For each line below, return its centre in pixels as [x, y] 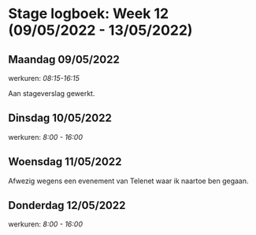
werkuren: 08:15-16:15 [44, 78]
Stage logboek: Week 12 [89, 14]
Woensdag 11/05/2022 [65, 162]
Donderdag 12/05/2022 [67, 206]
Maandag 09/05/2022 [64, 59]
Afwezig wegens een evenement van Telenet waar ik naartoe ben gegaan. [128, 181]
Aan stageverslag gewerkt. [52, 94]
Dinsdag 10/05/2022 [60, 118]
